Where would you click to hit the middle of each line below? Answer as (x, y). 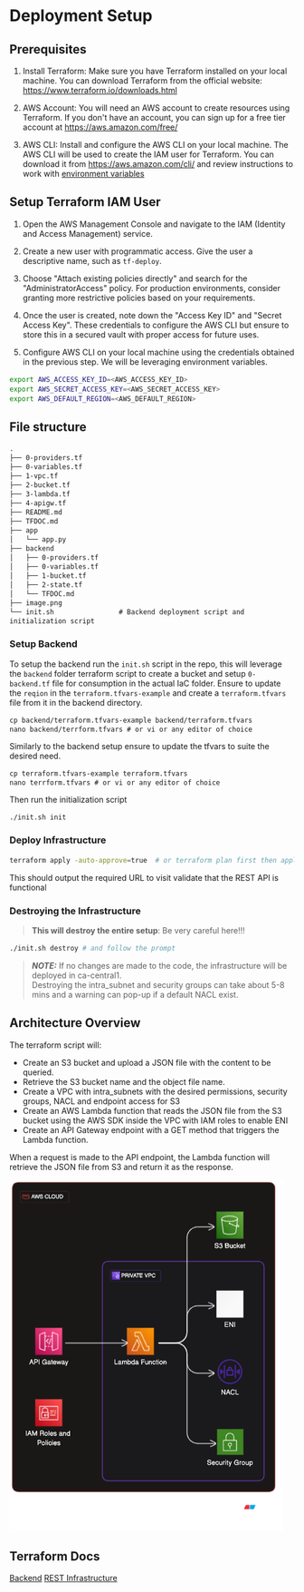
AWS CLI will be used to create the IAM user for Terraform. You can (148, 154)
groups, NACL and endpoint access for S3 (101, 1101)
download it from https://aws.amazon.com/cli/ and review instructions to (158, 164)
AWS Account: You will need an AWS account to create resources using (156, 108)
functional (28, 887)
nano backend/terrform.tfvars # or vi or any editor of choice (131, 729)
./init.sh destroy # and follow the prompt (93, 948)
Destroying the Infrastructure (76, 911)
